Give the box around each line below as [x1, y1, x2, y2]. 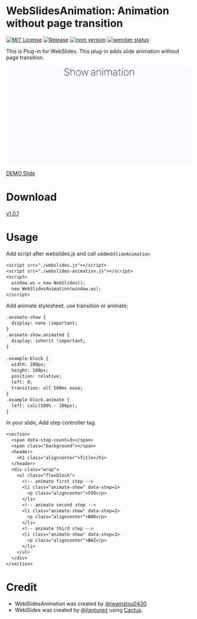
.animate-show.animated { [6, 332, 70, 338]
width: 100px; [11, 361, 46, 367]
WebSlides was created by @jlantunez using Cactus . [14, 606, 143, 613]
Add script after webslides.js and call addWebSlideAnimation [6, 250, 150, 257]
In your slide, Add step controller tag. [6, 419, 96, 426]
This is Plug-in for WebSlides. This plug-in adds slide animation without [6, 47, 180, 54]
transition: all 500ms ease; [11, 385, 83, 391]
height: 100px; [11, 367, 49, 373]
